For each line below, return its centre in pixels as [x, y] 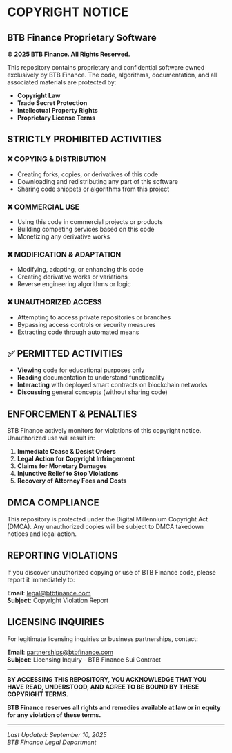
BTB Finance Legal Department [52, 742]
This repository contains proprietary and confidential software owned [106, 67]
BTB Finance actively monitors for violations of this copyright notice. [104, 431]
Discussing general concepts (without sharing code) [92, 392]
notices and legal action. [42, 534]
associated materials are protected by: [62, 82]
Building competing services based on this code [86, 229]
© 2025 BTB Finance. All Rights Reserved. [69, 54]
